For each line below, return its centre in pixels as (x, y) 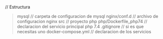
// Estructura (18, 7)
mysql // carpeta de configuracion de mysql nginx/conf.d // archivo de (88, 16)
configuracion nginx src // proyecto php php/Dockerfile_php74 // (82, 21)
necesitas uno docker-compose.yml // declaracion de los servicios (84, 32)
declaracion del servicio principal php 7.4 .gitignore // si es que (80, 26)
